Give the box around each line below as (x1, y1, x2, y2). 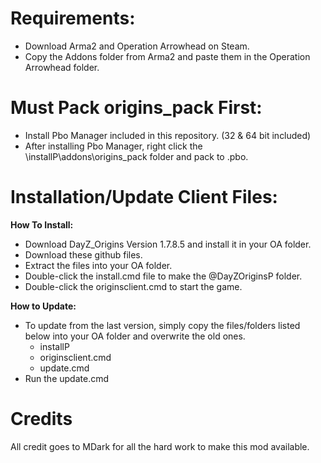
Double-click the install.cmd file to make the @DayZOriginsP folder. (24, 270, 303, 282)
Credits (10, 408, 73, 430)
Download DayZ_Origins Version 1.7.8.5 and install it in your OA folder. (24, 238, 312, 250)
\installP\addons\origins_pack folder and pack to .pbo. (24, 150, 249, 162)
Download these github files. (24, 248, 143, 261)
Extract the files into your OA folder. (24, 259, 173, 271)
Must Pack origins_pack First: (10, 97, 263, 119)
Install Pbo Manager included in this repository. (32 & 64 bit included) (24, 129, 312, 141)
